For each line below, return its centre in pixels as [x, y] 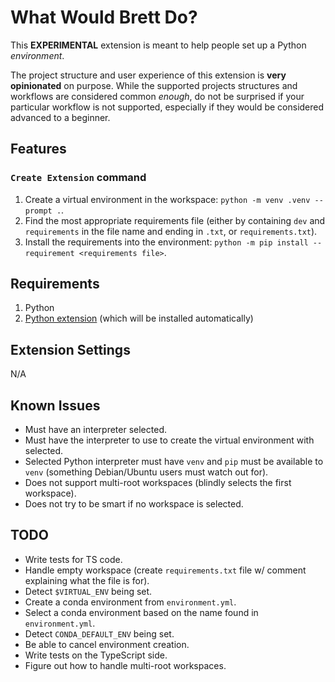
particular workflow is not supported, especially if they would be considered [167, 107]
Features [38, 149]
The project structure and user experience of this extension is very [148, 75]
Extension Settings [70, 349]
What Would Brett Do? [104, 17]
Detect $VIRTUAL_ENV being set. [88, 591]
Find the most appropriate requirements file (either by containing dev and [175, 220]
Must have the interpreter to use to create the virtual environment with [169, 440]
